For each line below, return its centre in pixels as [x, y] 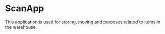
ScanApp [25, 8]
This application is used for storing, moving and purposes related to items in [83, 22]
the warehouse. [21, 27]
